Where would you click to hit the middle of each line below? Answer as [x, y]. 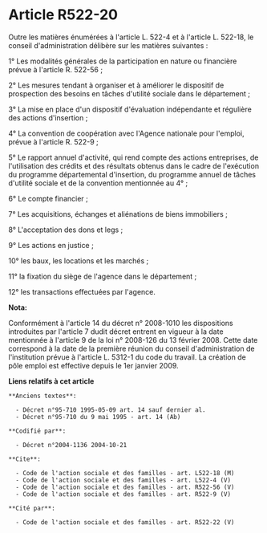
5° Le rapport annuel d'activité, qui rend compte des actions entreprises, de [133, 157]
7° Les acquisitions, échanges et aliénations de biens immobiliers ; [118, 214]
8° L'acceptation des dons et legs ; [66, 230]
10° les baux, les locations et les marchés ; [79, 260]
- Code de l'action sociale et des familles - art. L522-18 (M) [125, 473]
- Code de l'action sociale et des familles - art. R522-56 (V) [125, 487]
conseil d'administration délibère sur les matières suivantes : [108, 45]
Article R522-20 [63, 15]
